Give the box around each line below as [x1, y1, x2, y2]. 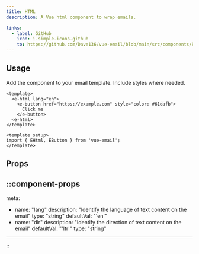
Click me [21, 106, 44, 112]
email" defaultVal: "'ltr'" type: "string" [14, 225, 107, 232]
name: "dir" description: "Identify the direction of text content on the [14, 219, 182, 226]
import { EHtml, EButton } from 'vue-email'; [6, 137, 120, 143]
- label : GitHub [11, 30, 52, 36]
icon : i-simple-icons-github [17, 36, 89, 42]
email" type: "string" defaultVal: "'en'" [14, 212, 108, 220]
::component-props [6, 179, 81, 189]
